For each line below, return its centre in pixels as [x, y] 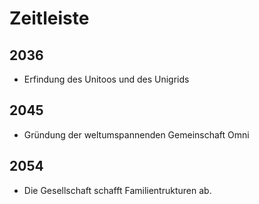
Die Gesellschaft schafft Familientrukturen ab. [117, 190]
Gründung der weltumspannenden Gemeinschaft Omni [136, 134]
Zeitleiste [49, 18]
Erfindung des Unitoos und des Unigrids [106, 79]
